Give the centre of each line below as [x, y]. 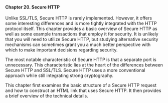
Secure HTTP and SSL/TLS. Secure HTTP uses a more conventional [75, 70]
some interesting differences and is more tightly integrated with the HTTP [81, 23]
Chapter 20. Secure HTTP [33, 7]
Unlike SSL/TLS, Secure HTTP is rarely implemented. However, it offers [78, 18]
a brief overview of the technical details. [47, 96]
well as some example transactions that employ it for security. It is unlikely [82, 34]
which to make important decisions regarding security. [61, 50]
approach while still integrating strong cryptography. [59, 75]
